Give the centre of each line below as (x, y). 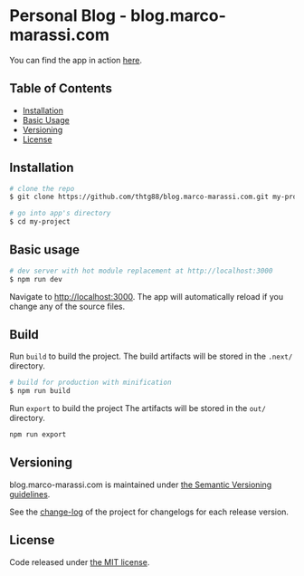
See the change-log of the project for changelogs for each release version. (149, 512)
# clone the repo (42, 188)
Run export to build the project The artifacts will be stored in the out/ (138, 408)
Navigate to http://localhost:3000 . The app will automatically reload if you (146, 296)
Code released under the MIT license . (80, 562)
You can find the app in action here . (76, 60)
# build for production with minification (90, 383)
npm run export (38, 435)
